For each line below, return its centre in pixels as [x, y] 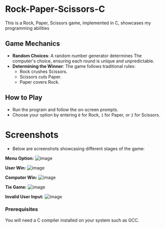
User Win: [16, 168]
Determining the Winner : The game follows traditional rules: [74, 66]
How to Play [24, 98]
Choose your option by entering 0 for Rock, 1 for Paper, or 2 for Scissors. [86, 114]
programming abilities [27, 28]
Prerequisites [21, 209]
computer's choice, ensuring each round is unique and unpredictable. [83, 61]
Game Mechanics [33, 44]
